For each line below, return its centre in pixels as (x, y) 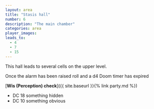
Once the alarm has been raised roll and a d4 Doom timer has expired (77, 76)
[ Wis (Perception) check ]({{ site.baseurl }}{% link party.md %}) (71, 85)
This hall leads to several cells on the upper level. (56, 66)
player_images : (21, 33)
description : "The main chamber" (40, 24)
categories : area (23, 29)
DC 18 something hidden (38, 95)
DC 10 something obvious (39, 100)
